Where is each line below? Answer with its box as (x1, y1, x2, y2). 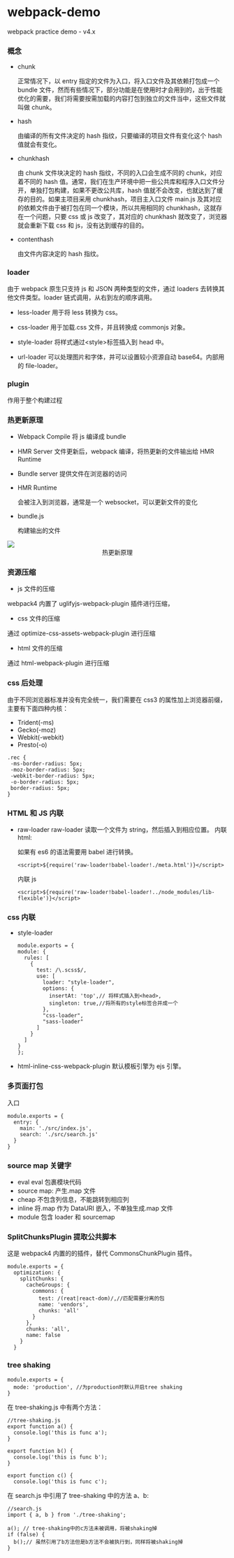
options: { (43, 985, 75, 992)
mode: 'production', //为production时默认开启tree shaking (13, 1383, 183, 1391)
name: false (25, 1332, 61, 1339)
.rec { (7, 753, 27, 761)
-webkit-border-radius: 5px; (10, 772, 96, 779)
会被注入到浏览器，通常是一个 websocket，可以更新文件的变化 (17, 498, 198, 507)
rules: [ (24, 954, 50, 962)
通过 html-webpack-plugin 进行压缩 (7, 659, 110, 667)
